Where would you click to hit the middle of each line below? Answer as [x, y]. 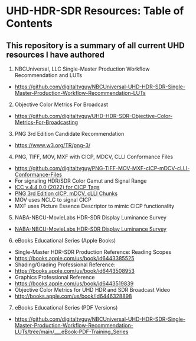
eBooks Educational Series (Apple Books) [65, 240]
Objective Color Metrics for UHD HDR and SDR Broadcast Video [92, 290]
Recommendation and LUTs [48, 75]
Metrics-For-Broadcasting [46, 122]
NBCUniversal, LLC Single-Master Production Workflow [82, 69]
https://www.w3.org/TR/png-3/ [53, 145]
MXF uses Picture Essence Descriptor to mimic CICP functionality [94, 206]
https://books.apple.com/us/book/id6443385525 [74, 258]
